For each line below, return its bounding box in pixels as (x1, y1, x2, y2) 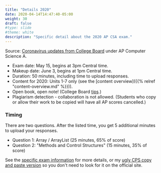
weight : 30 (5, 16, 27, 21)
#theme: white (5, 30, 34, 35)
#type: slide (5, 25, 32, 30)
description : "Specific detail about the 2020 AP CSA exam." (5, 35, 133, 40)
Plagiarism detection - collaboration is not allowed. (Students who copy (12, 94, 157, 99)
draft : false (5, 21, 32, 26)
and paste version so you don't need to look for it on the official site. (5, 162, 143, 168)
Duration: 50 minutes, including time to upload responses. (12, 73, 129, 79)
